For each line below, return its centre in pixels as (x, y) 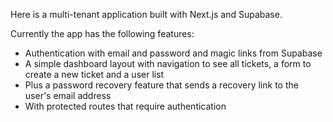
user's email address (68, 95)
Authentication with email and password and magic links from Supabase (173, 53)
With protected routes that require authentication (125, 106)
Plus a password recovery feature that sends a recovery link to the (161, 85)
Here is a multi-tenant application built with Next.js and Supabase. (146, 14)
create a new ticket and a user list (94, 74)
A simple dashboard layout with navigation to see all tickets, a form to (168, 63)
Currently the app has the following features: (102, 33)
